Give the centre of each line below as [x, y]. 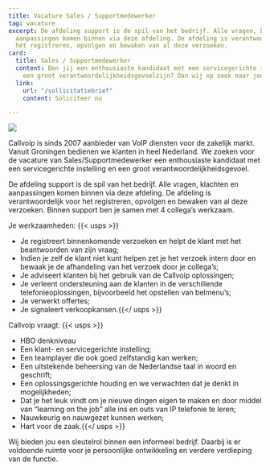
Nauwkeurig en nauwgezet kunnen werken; [92, 418]
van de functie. [33, 459]
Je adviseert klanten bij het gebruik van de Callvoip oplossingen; [127, 275]
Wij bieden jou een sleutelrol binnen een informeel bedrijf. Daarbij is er [125, 442]
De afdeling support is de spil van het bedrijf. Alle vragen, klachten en [124, 184]
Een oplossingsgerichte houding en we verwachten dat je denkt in [129, 384]
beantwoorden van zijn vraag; [69, 249]
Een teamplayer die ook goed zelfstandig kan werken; [109, 358]
